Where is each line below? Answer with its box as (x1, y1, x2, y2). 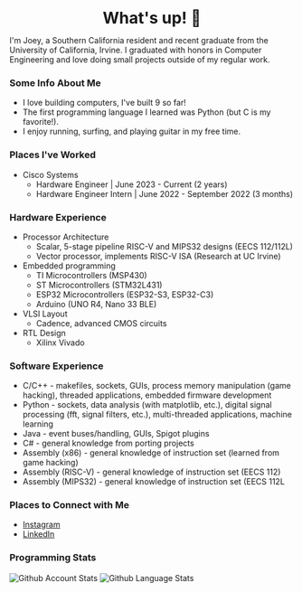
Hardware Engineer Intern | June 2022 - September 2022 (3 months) (35, 188, 294, 199)
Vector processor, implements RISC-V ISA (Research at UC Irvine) (35, 250, 282, 261)
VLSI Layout (22, 308, 68, 319)
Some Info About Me (9, 76, 101, 89)
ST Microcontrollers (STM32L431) (35, 279, 163, 290)
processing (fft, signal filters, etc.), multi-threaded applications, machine (22, 409, 292, 420)
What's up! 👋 (102, 8, 202, 28)
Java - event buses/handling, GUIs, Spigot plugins (22, 428, 210, 439)
